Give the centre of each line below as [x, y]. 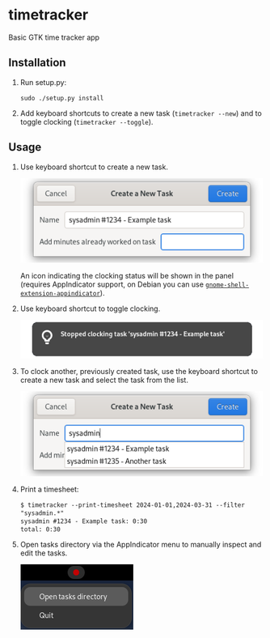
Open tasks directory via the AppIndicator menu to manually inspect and [141, 544]
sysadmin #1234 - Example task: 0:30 [84, 521]
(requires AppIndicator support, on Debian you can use [112, 284]
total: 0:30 [40, 529]
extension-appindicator [60, 294]
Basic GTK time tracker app [54, 37]
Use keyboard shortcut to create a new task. [94, 167]
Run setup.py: [43, 82]
